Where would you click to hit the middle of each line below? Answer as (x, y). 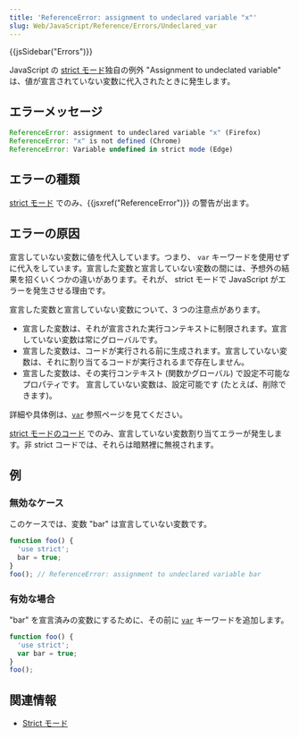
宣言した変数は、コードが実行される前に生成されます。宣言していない (150, 350)
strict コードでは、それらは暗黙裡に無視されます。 (126, 444)
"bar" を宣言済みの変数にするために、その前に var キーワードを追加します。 (149, 620)
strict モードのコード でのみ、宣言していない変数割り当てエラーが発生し (142, 433)
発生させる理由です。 (71, 290)
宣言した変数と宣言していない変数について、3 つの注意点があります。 (137, 309)
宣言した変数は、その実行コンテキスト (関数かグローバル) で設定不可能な (156, 373)
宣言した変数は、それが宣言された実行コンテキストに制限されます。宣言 (154, 328)
